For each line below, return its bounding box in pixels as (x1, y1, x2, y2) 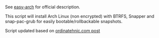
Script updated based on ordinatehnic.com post (5, 28, 101, 33)
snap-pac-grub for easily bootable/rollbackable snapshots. (5, 19, 123, 24)
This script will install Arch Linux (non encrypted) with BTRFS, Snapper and (5, 13, 155, 19)
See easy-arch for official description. (5, 4, 81, 10)
